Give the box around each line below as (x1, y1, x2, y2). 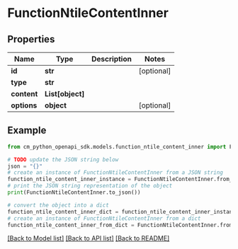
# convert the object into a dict (7, 202, 110, 209)
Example (7, 124, 47, 137)
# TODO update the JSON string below (7, 156, 119, 163)
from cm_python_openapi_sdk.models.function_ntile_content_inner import (7, 143, 227, 150)
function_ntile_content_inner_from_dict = (7, 221, 135, 228)
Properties (7, 33, 55, 45)
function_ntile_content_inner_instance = (7, 175, 132, 183)
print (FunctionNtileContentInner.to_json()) (7, 189, 141, 196)
